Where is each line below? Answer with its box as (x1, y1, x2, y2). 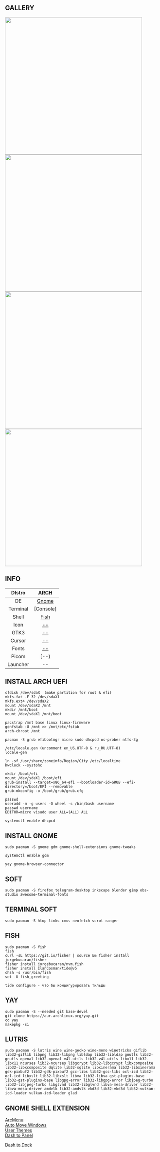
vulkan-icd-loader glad (29, 1091, 77, 1096)
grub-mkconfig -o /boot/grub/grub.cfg (5, 788, 84, 793)
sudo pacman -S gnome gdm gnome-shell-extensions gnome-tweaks (5, 845, 136, 849)
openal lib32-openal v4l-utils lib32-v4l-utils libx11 (20, 1056, 134, 1062)
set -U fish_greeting (5, 974, 49, 979)
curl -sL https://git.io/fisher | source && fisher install (5, 953, 130, 958)
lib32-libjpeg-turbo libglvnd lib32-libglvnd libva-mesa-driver (5, 1082, 138, 1087)
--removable (48, 784, 73, 789)
